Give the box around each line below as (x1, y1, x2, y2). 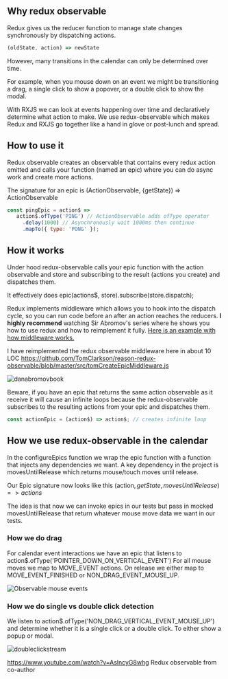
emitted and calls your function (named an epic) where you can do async (7, 165, 214, 174)
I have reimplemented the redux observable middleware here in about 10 (7, 346, 212, 355)
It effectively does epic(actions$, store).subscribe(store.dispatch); (7, 291, 194, 299)
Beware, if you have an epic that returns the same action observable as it (7, 388, 214, 396)
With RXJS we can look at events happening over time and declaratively (7, 105, 210, 113)
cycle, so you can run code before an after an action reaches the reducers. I (7, 311, 222, 320)
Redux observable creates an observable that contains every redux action (7, 158, 216, 166)
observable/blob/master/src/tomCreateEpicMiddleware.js (7, 361, 169, 370)
